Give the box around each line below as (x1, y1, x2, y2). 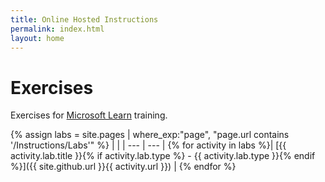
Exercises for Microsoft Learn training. (10, 109, 168, 121)
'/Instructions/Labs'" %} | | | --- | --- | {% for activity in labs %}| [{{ (10, 139, 287, 151)
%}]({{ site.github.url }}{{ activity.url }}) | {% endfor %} (10, 161, 237, 173)
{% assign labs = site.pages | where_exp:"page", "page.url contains (10, 129, 290, 141)
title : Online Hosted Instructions (10, 14, 159, 25)
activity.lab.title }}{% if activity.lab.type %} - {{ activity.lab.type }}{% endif (10, 150, 316, 162)
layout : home (10, 33, 65, 43)
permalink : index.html (10, 24, 105, 34)
